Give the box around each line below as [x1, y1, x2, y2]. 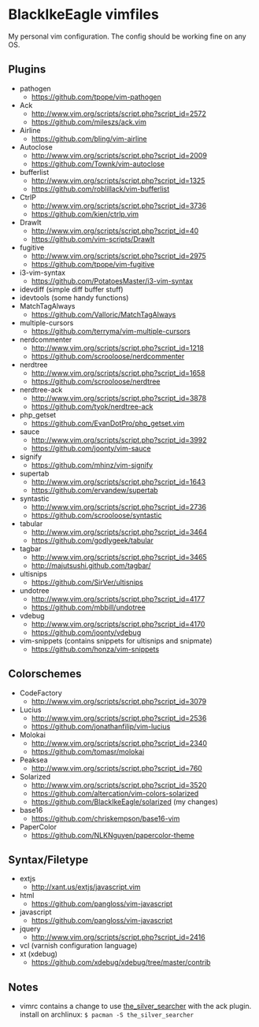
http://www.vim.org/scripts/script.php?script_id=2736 [31, 502, 207, 511]
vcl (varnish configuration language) [19, 941, 138, 951]
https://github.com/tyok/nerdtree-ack [31, 402, 154, 411]
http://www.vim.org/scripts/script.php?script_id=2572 [31, 109, 207, 118]
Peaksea [19, 754, 49, 765]
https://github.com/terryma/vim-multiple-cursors [31, 326, 191, 336]
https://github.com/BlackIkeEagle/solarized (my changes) [31, 797, 219, 806]
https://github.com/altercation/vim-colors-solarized [31, 788, 199, 798]
